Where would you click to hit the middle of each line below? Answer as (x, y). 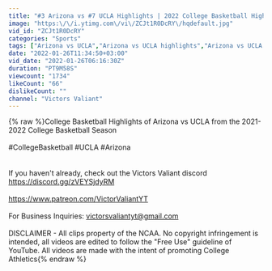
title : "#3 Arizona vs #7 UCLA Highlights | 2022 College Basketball (128, 16)
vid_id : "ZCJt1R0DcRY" (47, 31)
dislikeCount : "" (38, 91)
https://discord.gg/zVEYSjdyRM (62, 182)
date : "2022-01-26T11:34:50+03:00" (68, 53)
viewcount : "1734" (39, 76)
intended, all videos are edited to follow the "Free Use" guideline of (120, 242)
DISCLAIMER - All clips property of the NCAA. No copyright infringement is (134, 233)
